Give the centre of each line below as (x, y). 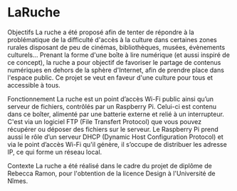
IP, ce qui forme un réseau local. (55, 152)
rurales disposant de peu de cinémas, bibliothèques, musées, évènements (116, 47)
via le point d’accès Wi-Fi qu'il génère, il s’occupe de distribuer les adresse (117, 144)
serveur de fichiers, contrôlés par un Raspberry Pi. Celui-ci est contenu (112, 106)
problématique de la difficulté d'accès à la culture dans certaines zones (112, 39)
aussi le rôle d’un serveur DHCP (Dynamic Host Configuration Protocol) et (116, 137)
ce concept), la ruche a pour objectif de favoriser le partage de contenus (114, 62)
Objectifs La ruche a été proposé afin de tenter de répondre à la (101, 32)
